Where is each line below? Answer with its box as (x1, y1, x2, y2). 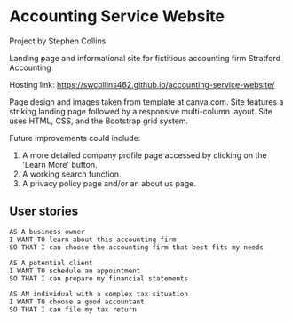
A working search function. (21, 169, 122, 179)
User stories (9, 204, 78, 219)
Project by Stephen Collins (9, 35, 107, 46)
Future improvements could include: (9, 132, 141, 143)
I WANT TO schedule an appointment (9, 266, 141, 275)
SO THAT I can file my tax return (9, 304, 138, 314)
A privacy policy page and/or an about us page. (21, 177, 197, 188)
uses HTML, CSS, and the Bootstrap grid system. (9, 115, 189, 126)
